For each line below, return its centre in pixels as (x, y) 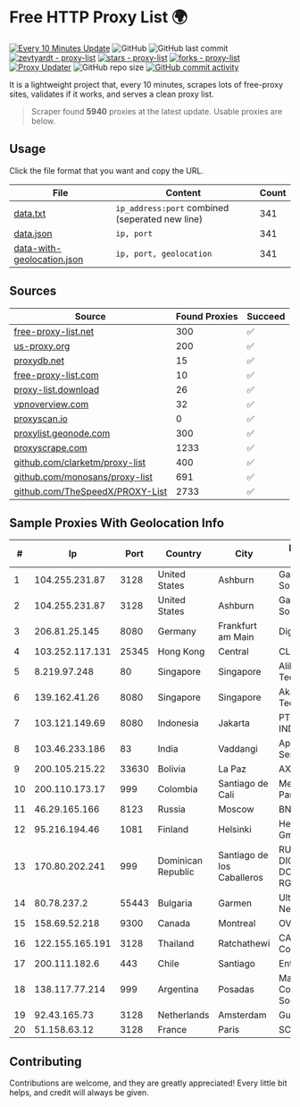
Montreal (237, 924)
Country (184, 554)
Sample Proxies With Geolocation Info (117, 523)
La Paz (233, 769)
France (172, 1030)
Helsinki (235, 830)
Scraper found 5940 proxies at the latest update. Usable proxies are (157, 111)
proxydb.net (39, 361)
